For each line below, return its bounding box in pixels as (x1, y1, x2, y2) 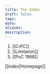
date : (5, 21, 16, 26)
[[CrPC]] (12, 44, 30, 49)
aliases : (5, 25, 23, 30)
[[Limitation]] (12, 49, 38, 54)
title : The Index (5, 7, 40, 12)
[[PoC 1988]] (12, 54, 38, 59)
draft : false (5, 12, 32, 17)
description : (5, 30, 32, 35)
